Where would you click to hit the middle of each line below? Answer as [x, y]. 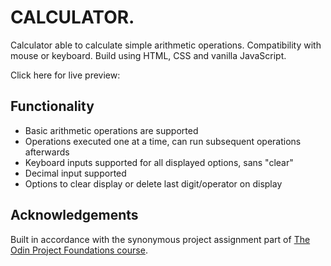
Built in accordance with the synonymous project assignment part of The [160, 239]
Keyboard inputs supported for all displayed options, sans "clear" [159, 162]
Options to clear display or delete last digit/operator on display [153, 183]
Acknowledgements [74, 215]
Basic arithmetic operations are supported [111, 130]
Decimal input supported [75, 173]
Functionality [52, 106]
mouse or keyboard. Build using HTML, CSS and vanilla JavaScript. [148, 55]
